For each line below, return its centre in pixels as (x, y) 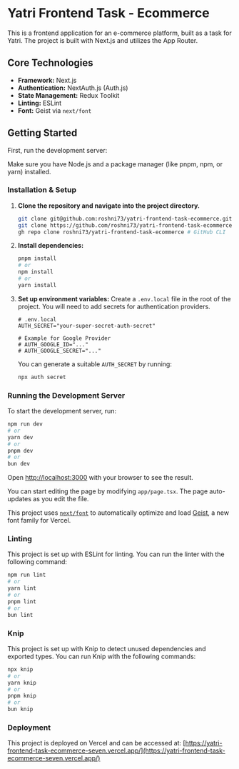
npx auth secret (42, 377)
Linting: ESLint (40, 103)
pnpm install (37, 258)
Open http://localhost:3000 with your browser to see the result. (101, 478)
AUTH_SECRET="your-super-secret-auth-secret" (86, 326)
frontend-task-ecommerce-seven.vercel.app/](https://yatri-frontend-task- (117, 750)
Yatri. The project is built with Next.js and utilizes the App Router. (103, 40)
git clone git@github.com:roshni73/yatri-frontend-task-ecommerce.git (125, 218)
